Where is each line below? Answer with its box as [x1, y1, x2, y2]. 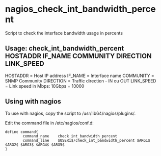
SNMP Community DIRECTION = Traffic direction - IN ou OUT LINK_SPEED [5, 78, 156, 84]
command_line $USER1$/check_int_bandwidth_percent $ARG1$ [23, 138, 151, 143]
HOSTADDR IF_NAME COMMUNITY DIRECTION [5, 52, 152, 60]
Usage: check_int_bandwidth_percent [5, 44, 124, 52]
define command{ [5, 129, 38, 134]
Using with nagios [5, 97, 61, 106]
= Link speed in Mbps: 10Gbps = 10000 [5, 83, 84, 89]
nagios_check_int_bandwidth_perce [5, 3, 156, 15]
